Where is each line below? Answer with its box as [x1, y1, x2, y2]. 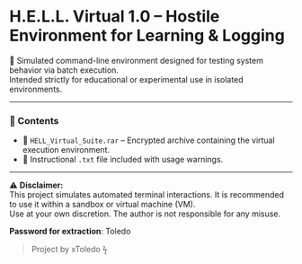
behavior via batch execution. [9, 65, 120, 75]
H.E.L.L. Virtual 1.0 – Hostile [9, 6, 220, 27]
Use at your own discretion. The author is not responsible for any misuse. [9, 208, 281, 219]
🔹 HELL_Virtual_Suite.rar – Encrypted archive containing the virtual [22, 135, 276, 145]
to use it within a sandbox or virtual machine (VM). [9, 199, 196, 210]
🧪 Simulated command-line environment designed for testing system [9, 55, 263, 66]
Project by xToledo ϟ [31, 244, 108, 255]
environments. [9, 84, 63, 94]
